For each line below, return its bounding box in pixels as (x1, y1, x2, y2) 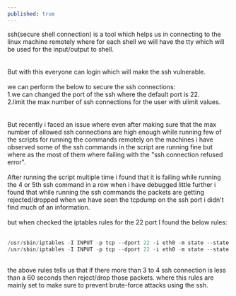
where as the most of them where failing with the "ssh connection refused (7, 150, 223, 159)
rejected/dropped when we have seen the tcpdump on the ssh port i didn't (7, 195, 224, 204)
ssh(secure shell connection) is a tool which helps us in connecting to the (7, 30, 221, 38)
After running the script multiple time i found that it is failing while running (7, 173, 221, 181)
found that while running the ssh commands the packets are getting (7, 188, 205, 196)
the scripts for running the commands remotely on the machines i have (7, 135, 213, 144)
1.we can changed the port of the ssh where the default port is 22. (7, 90, 200, 98)
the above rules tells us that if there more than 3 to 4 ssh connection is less (7, 266, 226, 275)
